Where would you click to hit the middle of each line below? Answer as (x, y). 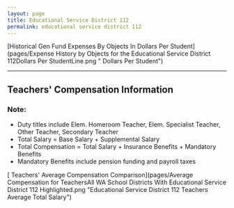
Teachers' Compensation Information (91, 89)
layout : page (26, 14)
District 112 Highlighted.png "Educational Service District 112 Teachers (108, 190)
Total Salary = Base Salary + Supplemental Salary (88, 139)
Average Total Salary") (39, 197)
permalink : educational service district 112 (74, 26)
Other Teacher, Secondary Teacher (68, 132)
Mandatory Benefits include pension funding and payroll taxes (107, 161)
